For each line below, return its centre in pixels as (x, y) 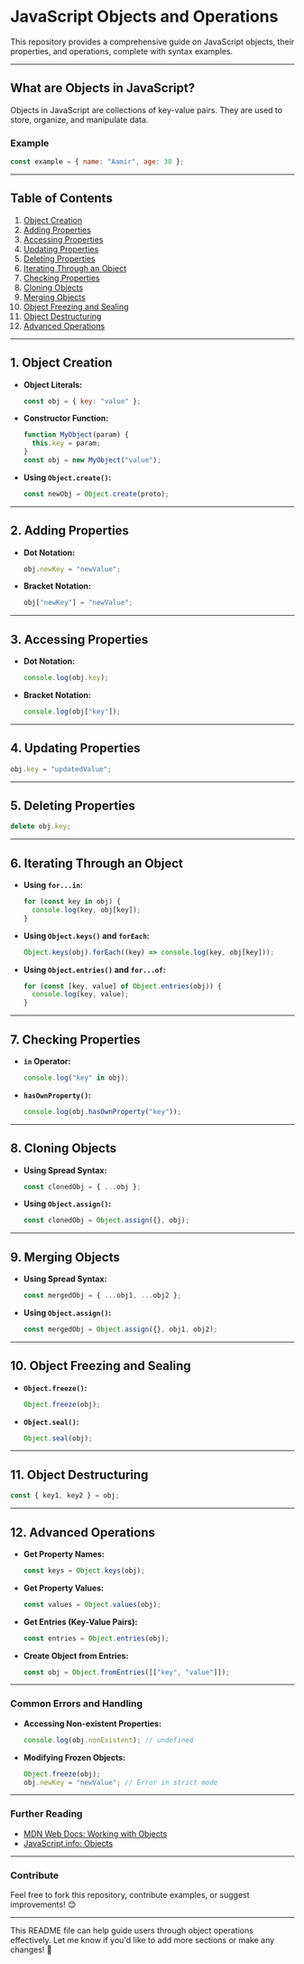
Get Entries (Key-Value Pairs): (80, 1621)
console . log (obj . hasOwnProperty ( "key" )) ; (102, 1111)
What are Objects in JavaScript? (103, 88)
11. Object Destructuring (79, 1474)
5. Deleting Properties (73, 806)
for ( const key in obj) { (72, 902)
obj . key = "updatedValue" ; (61, 769)
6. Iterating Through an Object (97, 863)
